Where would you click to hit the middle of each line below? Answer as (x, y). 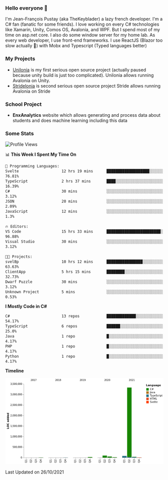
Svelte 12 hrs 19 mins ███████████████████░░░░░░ (84, 171)
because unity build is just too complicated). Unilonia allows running (83, 75)
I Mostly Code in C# (26, 306)
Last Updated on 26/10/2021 (35, 472)
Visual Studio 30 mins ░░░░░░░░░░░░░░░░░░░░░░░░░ (84, 242)
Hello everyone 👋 (26, 8)
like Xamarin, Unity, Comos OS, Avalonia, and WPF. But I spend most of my (82, 30)
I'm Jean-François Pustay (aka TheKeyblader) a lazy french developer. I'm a (84, 19)
